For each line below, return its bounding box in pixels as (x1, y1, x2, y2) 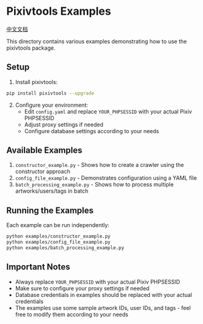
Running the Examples (6, 205, 94, 215)
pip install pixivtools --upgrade (6, 90, 95, 96)
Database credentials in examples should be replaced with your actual (15, 291, 193, 298)
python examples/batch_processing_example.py (6, 245, 124, 251)
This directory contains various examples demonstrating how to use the (6, 37, 187, 45)
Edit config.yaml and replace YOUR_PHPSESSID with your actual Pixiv (24, 107, 193, 115)
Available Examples (6, 145, 83, 156)
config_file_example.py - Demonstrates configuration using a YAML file (15, 174, 197, 182)
